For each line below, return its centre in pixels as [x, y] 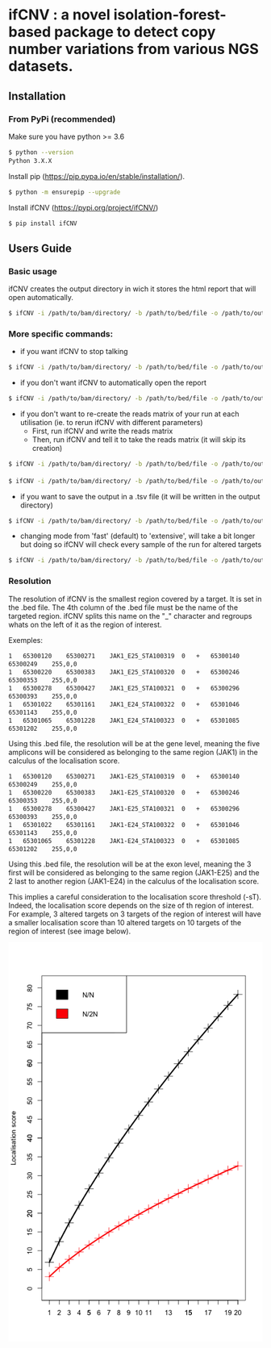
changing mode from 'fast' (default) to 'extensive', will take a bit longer [138, 536]
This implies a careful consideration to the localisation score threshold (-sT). [135, 896]
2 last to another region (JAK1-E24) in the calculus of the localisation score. [134, 881]
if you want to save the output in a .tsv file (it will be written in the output [140, 496]
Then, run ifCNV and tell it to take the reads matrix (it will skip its [139, 439]
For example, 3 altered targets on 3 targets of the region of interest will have [135, 914]
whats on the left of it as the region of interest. [85, 624]
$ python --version [41, 152]
